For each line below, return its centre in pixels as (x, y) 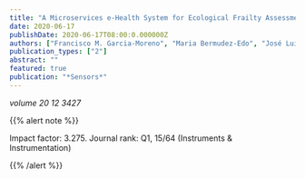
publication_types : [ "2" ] (58, 52)
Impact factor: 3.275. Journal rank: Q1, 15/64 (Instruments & (121, 138)
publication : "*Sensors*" (58, 77)
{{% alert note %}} (44, 120)
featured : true (38, 69)
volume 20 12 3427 (45, 103)
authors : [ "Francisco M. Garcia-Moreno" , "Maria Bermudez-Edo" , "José (146, 43)
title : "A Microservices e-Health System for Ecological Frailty (135, 18)
